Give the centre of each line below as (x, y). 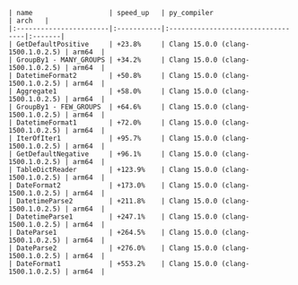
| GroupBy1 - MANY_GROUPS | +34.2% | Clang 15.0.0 (113, 60)
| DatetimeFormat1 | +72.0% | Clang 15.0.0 (113, 123)
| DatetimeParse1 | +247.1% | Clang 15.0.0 (113, 217)
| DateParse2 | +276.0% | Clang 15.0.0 (113, 248)
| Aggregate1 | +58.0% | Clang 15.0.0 (113, 91)
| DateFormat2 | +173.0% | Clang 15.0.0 (113, 186)
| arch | (29, 21)
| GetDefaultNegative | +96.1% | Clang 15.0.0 (113, 154)
